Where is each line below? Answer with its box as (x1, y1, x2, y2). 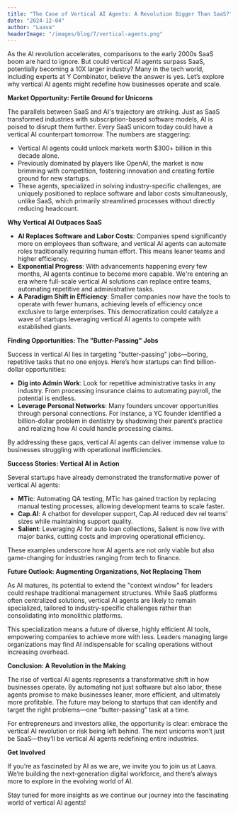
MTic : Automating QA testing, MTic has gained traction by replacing (17, 495, 217, 503)
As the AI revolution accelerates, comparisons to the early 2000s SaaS (7, 50, 214, 58)
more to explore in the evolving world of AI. (7, 777, 133, 786)
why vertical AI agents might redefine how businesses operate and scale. (7, 80, 222, 89)
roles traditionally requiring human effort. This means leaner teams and (17, 247, 225, 256)
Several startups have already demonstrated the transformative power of (7, 473, 220, 482)
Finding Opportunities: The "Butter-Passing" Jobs (7, 336, 159, 345)
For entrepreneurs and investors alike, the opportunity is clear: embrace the (7, 719, 228, 728)
